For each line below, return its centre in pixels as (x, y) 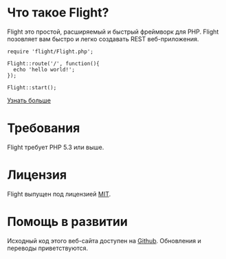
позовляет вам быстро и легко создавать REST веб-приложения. (103, 38)
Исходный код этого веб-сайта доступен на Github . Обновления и (104, 240)
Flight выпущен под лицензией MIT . (59, 194)
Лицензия (37, 175)
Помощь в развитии (68, 222)
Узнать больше (29, 100)
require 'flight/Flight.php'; (50, 52)
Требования (44, 128)
